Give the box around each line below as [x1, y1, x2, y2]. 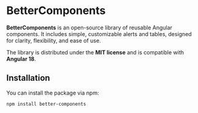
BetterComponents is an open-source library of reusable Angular [6, 24, 173, 31]
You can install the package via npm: [6, 89, 99, 97]
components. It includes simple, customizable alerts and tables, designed [6, 30, 192, 37]
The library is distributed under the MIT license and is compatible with [6, 48, 185, 56]
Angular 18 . [6, 55, 36, 62]
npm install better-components [6, 101, 86, 107]
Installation [6, 73, 50, 83]
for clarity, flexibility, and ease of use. [6, 37, 101, 44]
